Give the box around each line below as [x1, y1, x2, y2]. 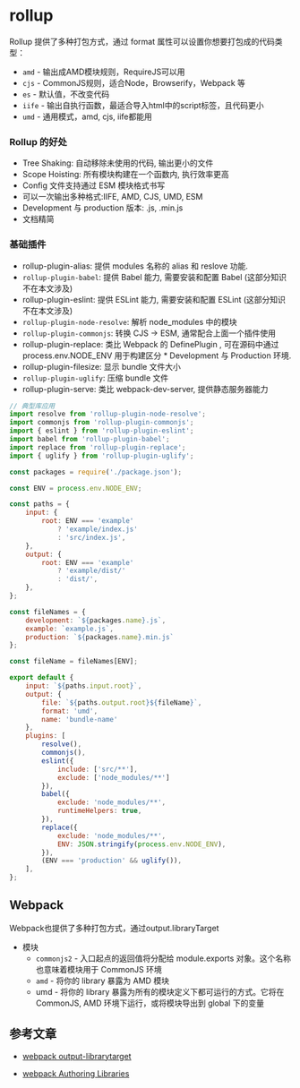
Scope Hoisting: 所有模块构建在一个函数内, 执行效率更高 [21, 169, 230, 180]
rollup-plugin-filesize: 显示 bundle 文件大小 [21, 361, 181, 372]
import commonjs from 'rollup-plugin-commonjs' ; [9, 418, 194, 427]
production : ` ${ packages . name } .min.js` [25, 632, 175, 641]
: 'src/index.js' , [56, 533, 126, 542]
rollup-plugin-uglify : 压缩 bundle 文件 [21, 373, 169, 383]
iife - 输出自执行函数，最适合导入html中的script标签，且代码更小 [21, 99, 264, 110]
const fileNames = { [9, 607, 87, 616]
